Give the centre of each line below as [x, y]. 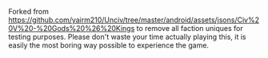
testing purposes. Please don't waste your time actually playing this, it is [127, 37]
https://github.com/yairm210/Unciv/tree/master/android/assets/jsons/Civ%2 [134, 20]
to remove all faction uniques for [190, 28]
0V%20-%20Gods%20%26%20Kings [72, 28]
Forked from [29, 12]
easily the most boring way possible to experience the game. [109, 45]
